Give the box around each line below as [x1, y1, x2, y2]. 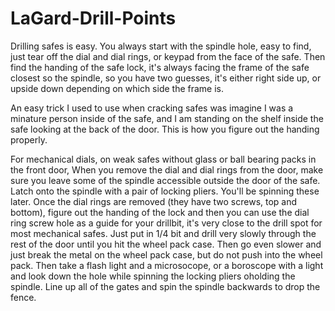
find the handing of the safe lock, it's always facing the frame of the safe [10, 61, 310, 73]
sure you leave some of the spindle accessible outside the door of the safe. [10, 174, 321, 186]
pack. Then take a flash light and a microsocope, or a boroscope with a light [10, 259, 324, 271]
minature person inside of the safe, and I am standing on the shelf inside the [10, 112, 324, 124]
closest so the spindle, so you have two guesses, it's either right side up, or [10, 72, 322, 84]
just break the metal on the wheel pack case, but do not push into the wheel [10, 248, 323, 261]
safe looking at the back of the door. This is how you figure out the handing [10, 123, 320, 135]
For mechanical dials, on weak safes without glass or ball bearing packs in [10, 153, 317, 165]
